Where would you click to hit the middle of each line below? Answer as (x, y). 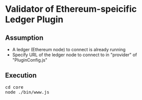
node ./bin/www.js (27, 92)
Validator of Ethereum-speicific (71, 9)
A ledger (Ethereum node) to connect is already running (69, 50)
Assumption (24, 38)
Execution (21, 76)
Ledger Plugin (34, 19)
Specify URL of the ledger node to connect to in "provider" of (74, 55)
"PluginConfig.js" (30, 60)
